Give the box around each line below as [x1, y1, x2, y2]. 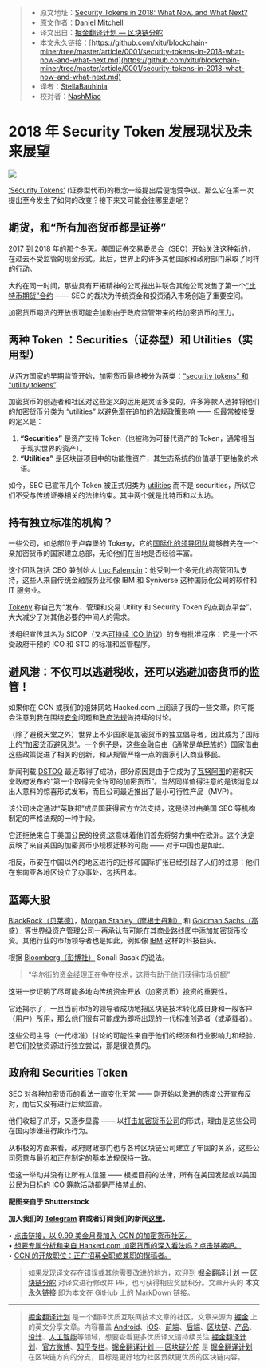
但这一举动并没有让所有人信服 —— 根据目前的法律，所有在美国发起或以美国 [8, 1169, 257, 1179]
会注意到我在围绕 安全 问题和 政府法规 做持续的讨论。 [8, 712, 176, 722]
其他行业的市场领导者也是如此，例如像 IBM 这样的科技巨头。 [22, 936, 221, 945]
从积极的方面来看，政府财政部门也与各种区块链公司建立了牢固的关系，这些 [8, 1142, 253, 1153]
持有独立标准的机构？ [8, 515, 113, 530]
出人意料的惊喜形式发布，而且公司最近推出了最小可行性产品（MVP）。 [8, 787, 238, 796]
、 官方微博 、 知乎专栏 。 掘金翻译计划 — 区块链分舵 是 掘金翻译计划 [34, 1342, 253, 1351]
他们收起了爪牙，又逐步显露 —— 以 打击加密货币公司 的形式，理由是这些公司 [8, 1116, 257, 1125]
